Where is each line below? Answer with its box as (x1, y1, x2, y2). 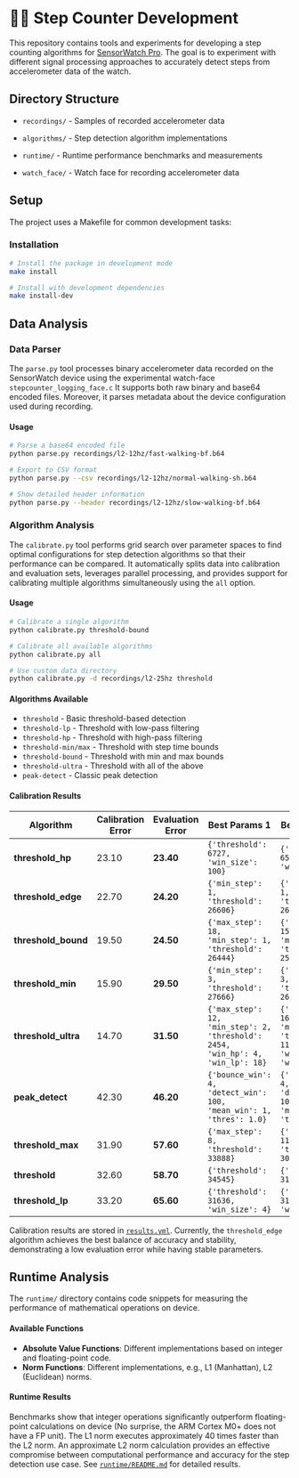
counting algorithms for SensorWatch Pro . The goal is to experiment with (9, 46, 277, 57)
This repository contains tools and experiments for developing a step (9, 37, 262, 48)
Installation (9, 239, 60, 251)
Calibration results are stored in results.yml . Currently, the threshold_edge (9, 1224, 283, 1236)
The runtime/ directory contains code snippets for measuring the (9, 1293, 248, 1303)
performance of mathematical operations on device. (9, 1303, 200, 1313)
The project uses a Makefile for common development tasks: (9, 216, 232, 227)
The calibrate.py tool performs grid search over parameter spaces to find (9, 539, 282, 550)
